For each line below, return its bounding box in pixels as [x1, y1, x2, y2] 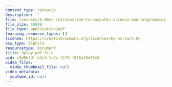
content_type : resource [5, 7, 56, 13]
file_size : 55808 [5, 21, 42, 27]
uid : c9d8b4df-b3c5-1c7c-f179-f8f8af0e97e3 [5, 55, 100, 60]
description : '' [5, 12, 40, 17]
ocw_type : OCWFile [5, 41, 45, 46]
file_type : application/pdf [5, 27, 66, 32]
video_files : [5, 60, 33, 65]
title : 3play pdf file [5, 50, 54, 55]
